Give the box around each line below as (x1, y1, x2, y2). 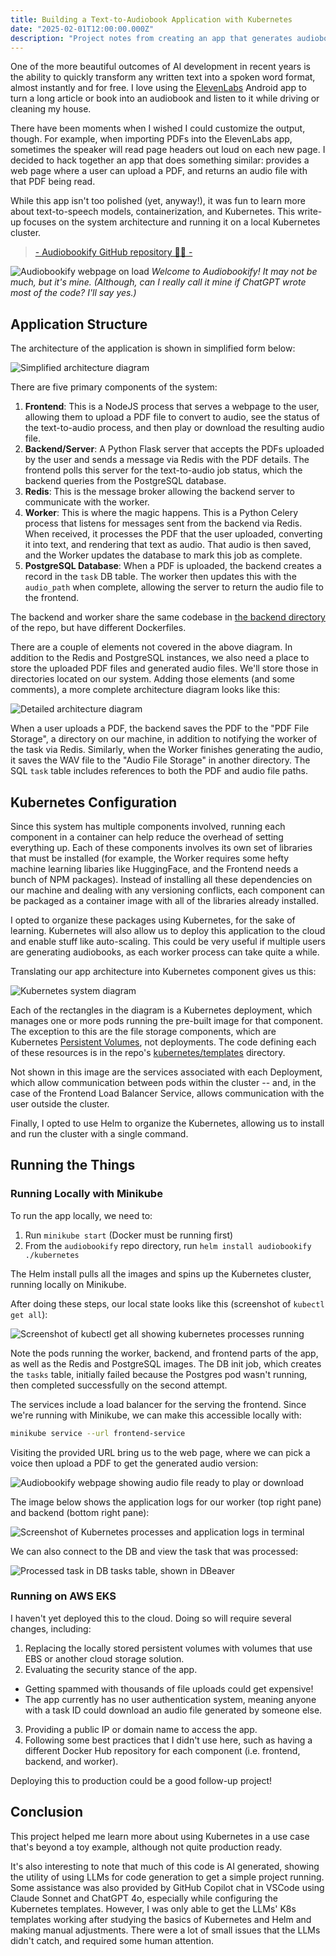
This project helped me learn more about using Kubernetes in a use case (10, 1830, 310, 1842)
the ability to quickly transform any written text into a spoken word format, (10, 71, 316, 83)
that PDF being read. (10, 176, 96, 188)
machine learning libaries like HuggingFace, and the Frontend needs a (10, 863, 299, 875)
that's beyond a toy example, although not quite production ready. (10, 1841, 283, 1853)
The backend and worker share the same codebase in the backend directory (10, 611, 326, 623)
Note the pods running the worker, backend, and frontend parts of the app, (10, 1347, 319, 1359)
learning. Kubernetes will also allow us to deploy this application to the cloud (10, 925, 326, 936)
